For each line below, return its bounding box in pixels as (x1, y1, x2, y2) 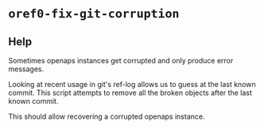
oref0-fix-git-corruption (8, 6, 180, 21)
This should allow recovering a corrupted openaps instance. (8, 112, 205, 121)
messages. (8, 64, 45, 74)
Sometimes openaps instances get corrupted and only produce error (8, 56, 234, 65)
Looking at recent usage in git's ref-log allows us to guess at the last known (8, 80, 256, 89)
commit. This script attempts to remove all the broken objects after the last (8, 88, 253, 97)
